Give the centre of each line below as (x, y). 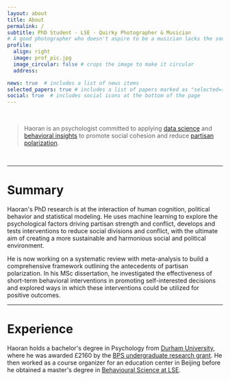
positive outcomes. (34, 295)
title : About (26, 20)
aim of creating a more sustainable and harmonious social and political (107, 238)
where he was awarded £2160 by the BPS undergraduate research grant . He (115, 355)
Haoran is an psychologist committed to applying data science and (118, 129)
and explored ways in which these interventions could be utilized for (103, 288)
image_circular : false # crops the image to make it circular (104, 64)
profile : (20, 45)
